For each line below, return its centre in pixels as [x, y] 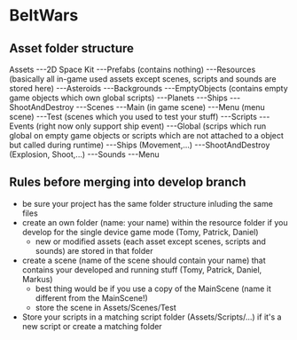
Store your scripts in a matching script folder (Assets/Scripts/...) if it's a [152, 317]
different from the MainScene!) [91, 297]
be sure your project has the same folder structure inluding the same [147, 203]
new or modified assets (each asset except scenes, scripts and [150, 241]
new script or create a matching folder [92, 326]
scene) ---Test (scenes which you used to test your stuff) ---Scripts [133, 117]
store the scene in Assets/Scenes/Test [106, 307]
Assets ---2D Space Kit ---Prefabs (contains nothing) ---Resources [133, 69]
